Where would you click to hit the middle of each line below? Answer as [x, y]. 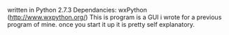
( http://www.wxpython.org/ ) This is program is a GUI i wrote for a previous [114, 17]
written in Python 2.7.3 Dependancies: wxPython [77, 10]
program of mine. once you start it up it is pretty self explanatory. [101, 24]
